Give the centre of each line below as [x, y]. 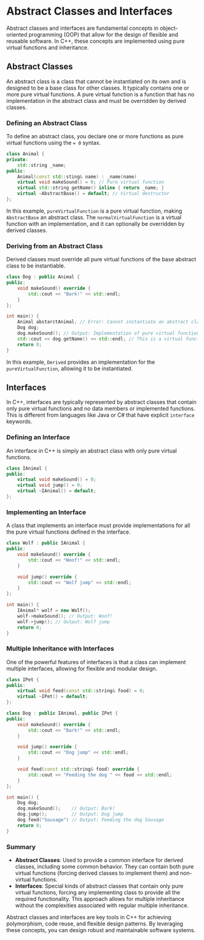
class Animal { [25, 154]
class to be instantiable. [36, 266]
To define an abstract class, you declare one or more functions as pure [95, 136]
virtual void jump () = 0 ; [50, 486]
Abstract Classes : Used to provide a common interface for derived [99, 860]
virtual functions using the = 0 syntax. [54, 143]
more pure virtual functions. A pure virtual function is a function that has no [100, 94]
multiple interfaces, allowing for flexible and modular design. [82, 668]
